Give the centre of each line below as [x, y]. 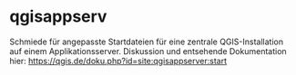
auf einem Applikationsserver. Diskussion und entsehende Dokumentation [148, 51]
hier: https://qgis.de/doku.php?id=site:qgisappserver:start [118, 61]
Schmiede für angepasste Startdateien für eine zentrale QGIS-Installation [147, 42]
